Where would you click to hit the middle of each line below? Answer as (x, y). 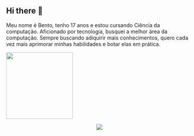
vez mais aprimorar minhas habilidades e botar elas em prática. (83, 44)
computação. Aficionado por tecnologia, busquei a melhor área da (87, 31)
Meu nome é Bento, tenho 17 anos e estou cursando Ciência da (83, 25)
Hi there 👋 (25, 11)
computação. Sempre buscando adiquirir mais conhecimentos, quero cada (97, 38)
